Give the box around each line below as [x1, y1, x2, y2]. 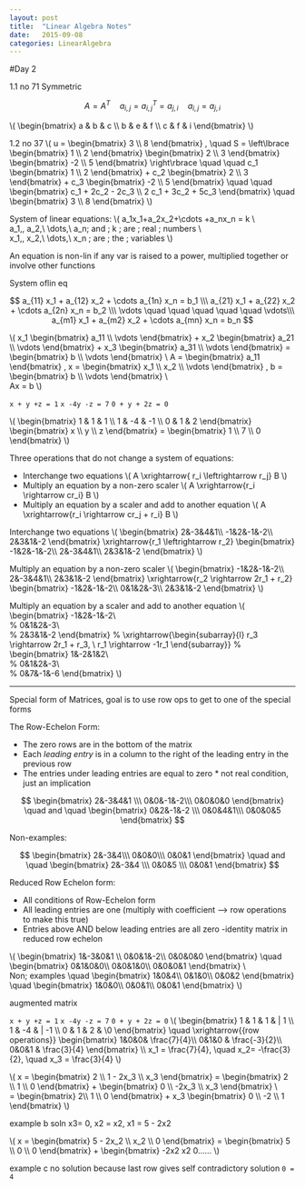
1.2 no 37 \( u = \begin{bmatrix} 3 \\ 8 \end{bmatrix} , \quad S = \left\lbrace [9, 137, 290, 148]
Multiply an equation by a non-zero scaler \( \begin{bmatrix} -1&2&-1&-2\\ [9, 563, 284, 574]
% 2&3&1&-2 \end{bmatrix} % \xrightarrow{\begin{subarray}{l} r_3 [9, 629, 259, 640]
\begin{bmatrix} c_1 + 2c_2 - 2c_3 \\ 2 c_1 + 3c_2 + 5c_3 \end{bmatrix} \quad [9, 185, 295, 196]
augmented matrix [9, 997, 78, 1008]
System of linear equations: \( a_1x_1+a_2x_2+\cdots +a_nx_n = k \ [9, 213, 256, 224]
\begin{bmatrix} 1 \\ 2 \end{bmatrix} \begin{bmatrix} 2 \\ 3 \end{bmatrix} [9, 147, 280, 158]
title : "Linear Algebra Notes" [9, 22, 132, 31]
